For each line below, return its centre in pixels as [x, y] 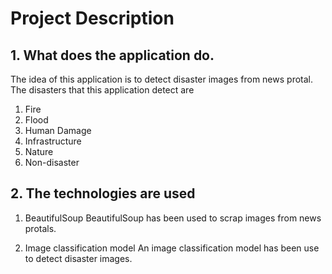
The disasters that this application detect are [102, 90]
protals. [40, 228]
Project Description [92, 18]
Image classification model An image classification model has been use [172, 248]
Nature [39, 151]
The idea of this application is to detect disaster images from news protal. [161, 79]
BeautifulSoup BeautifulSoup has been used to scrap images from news [173, 218]
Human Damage [58, 130]
